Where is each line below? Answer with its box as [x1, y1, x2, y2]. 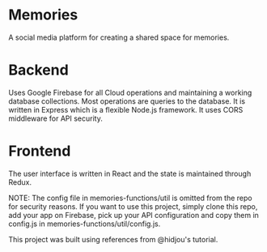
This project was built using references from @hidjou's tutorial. [8, 234, 218, 244]
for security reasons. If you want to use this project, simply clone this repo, [8, 201, 258, 211]
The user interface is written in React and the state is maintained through [8, 169, 252, 178]
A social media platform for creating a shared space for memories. [8, 32, 230, 42]
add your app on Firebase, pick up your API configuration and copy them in [8, 210, 259, 220]
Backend [8, 61, 69, 79]
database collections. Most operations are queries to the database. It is [8, 96, 245, 106]
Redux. [8, 177, 32, 187]
